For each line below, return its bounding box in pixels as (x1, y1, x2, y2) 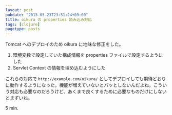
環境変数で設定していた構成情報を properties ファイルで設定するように (12, 52, 163, 58)
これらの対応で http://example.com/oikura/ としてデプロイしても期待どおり (5, 76, 166, 82)
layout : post (5, 7, 33, 13)
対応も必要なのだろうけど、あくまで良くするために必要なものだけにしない (9, 88, 167, 95)
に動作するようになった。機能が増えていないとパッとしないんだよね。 (5, 82, 154, 88)
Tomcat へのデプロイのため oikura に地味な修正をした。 (5, 41, 124, 48)
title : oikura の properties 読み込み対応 (5, 17, 92, 22)
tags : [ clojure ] (5, 21, 40, 27)
